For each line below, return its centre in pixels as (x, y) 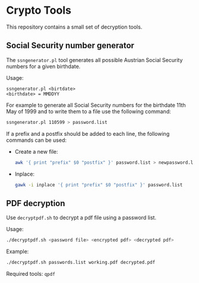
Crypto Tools (39, 10)
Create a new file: (36, 151)
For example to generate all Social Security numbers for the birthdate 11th (96, 105)
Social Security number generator (70, 46)
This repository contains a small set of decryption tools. (74, 27)
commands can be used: (37, 140)
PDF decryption (36, 203)
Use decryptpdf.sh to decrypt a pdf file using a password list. (81, 217)
